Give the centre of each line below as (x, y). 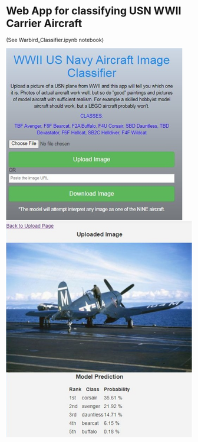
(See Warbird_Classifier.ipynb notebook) (55, 40)
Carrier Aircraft (44, 23)
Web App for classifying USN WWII (94, 11)
